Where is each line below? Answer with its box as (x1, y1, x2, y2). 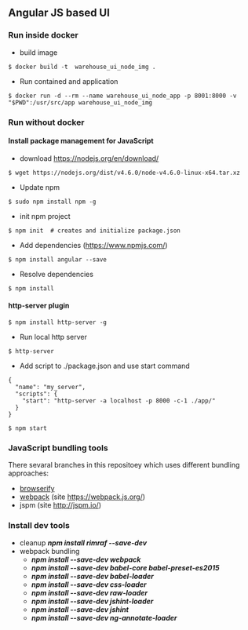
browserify (19, 484, 55, 493)
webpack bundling (19, 546, 80, 555)
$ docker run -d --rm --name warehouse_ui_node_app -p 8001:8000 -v (8, 92, 237, 100)
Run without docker (8, 117, 85, 128)
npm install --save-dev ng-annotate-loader (31, 613, 177, 622)
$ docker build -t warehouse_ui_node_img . (8, 63, 156, 71)
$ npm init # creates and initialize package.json (8, 227, 181, 235)
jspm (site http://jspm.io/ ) (19, 501, 102, 510)
